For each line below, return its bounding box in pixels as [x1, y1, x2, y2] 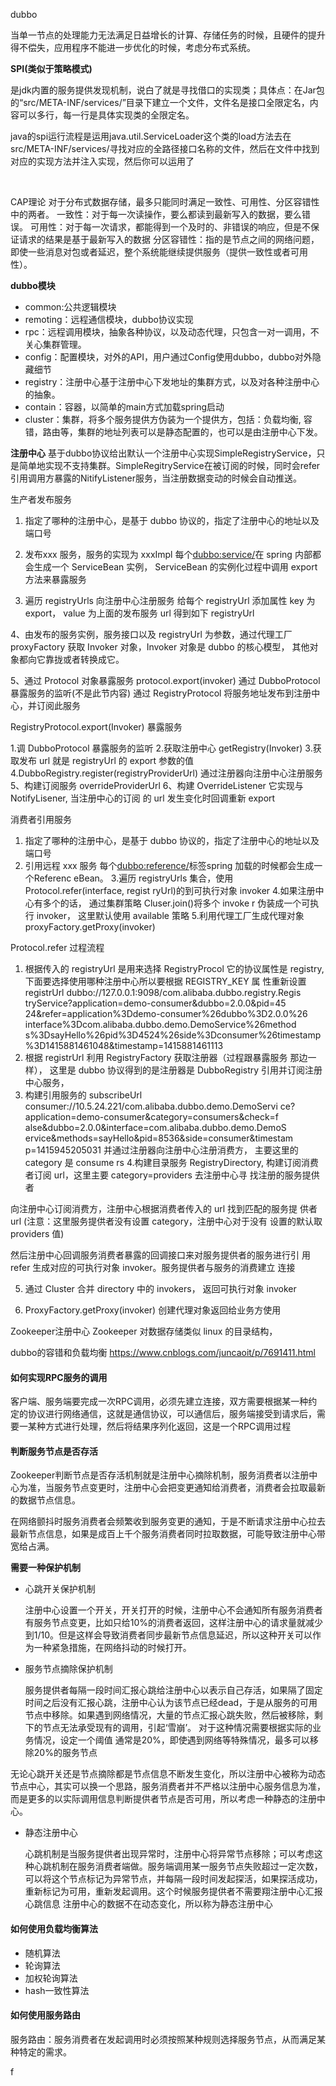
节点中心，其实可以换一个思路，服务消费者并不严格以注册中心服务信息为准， [10, 1780, 326, 1793]
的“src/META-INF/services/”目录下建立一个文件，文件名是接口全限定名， [10, 97, 310, 108]
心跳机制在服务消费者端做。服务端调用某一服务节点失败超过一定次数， [33, 1860, 323, 1873]
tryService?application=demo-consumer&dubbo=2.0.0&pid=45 [24, 997, 287, 1009]
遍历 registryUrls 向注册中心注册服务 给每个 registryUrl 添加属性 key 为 [24, 595, 316, 606]
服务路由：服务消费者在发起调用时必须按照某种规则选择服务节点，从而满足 [10, 2033, 317, 2045]
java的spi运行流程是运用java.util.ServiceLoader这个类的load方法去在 [10, 130, 292, 142]
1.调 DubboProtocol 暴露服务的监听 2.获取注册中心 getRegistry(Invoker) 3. [10, 742, 313, 754]
